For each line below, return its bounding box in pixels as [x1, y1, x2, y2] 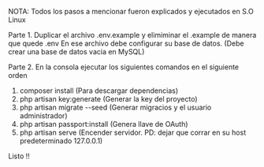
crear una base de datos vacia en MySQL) [8, 47, 145, 56]
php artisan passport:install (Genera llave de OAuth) [19, 120, 188, 128]
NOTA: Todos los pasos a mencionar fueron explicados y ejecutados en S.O [8, 7, 254, 16]
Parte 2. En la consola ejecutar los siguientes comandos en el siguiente [8, 62, 240, 72]
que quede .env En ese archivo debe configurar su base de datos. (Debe [8, 39, 244, 48]
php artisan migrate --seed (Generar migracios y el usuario [19, 102, 212, 112]
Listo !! [8, 151, 30, 161]
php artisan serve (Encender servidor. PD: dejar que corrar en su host [19, 128, 247, 137]
